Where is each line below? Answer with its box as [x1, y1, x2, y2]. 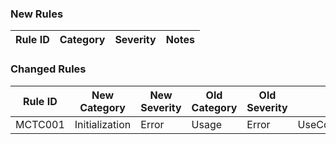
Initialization [74, 117, 132, 131]
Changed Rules [10, 62, 87, 76]
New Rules [10, 7, 64, 21]
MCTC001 [15, 117, 65, 131]
